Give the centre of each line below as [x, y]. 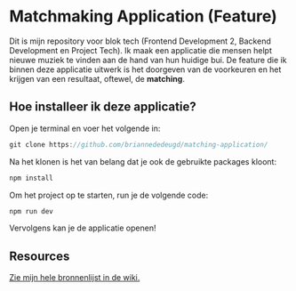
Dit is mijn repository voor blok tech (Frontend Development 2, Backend [140, 41]
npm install [31, 178]
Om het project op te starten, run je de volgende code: [109, 195]
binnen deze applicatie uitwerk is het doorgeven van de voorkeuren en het [145, 69]
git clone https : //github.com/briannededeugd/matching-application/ [139, 144]
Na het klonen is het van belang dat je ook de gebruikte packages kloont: [143, 161]
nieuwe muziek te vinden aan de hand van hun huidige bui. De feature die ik [148, 60]
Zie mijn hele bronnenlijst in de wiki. [75, 278]
